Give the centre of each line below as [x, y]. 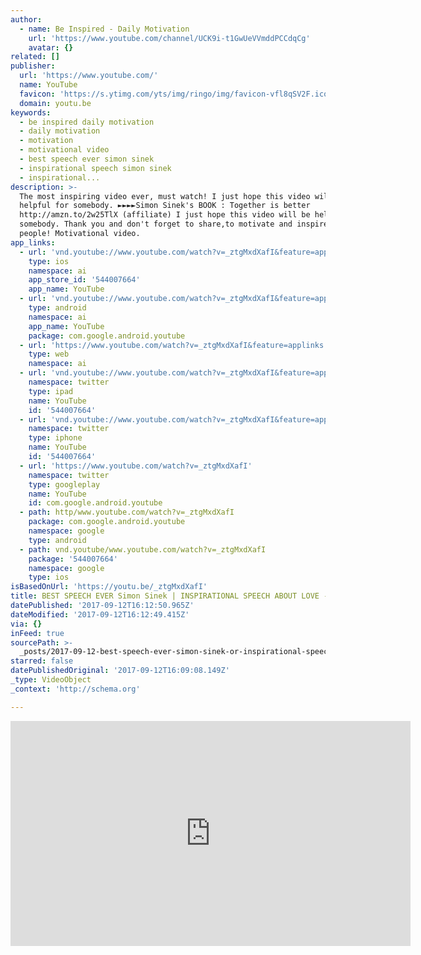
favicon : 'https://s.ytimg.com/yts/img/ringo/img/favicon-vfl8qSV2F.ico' [176, 94]
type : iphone [55, 438]
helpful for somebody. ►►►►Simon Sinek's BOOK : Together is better [165, 206]
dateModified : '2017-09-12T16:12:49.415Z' [100, 614]
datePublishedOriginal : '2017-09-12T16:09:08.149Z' [120, 671]
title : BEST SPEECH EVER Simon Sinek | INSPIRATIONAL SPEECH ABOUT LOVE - [169, 596]
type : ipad [51, 391]
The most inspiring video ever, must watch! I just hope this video [165, 196]
